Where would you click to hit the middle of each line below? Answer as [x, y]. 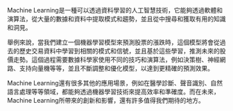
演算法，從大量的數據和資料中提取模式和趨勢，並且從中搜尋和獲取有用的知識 [116, 19]
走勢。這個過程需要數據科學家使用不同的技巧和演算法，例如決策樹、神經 [116, 60]
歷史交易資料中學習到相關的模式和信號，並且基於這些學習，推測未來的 [119, 51]
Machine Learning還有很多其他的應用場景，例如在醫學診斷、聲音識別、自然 [115, 83]
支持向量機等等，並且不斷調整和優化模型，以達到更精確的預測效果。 [116, 68]
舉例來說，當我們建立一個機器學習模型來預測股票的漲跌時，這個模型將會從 [113, 42]
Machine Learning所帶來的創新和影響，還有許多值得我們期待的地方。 [106, 100]
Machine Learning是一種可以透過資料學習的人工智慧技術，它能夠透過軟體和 [115, 10]
